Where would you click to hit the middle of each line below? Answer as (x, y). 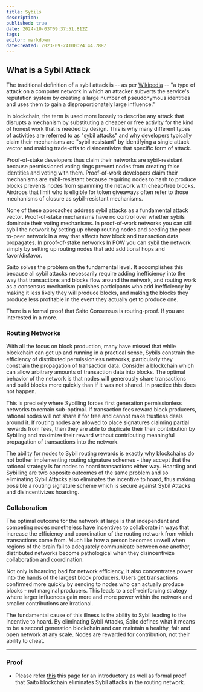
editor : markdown (28, 40)
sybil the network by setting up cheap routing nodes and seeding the (92, 229)
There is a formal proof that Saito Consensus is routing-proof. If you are (95, 311)
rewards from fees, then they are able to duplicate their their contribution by (101, 428)
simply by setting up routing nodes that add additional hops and (85, 248)
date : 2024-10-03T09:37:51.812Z (47, 29)
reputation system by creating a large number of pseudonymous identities (98, 98)
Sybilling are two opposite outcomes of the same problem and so (87, 473)
